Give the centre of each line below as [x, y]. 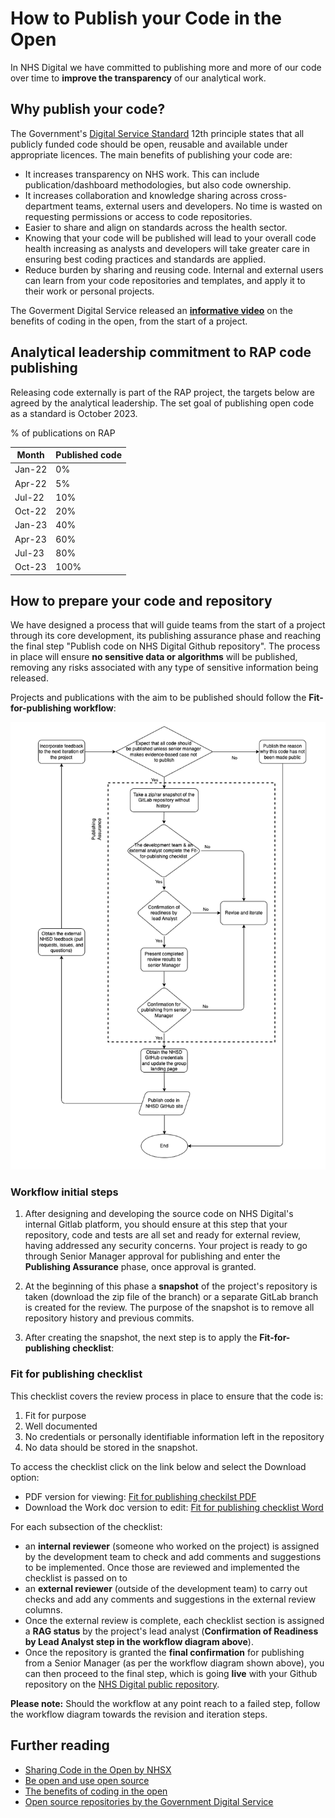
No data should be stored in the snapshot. [111, 1447]
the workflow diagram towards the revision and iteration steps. [139, 1714]
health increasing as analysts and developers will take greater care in [167, 248]
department [49, 206]
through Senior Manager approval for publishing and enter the [152, 1256]
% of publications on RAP [63, 433]
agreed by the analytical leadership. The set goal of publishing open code [162, 403]
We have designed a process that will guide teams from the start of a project [168, 625]
